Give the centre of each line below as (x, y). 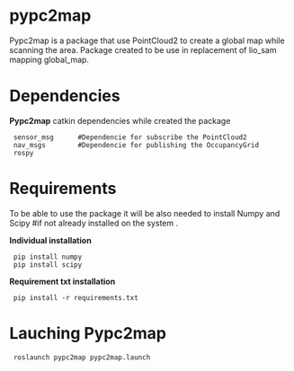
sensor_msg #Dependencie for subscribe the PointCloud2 (130, 137)
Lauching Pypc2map (88, 333)
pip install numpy (48, 257)
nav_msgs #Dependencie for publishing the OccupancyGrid (136, 145)
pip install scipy (48, 265)
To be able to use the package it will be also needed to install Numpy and (145, 213)
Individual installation (50, 240)
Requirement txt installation (62, 281)
